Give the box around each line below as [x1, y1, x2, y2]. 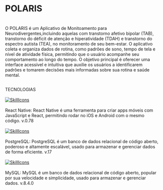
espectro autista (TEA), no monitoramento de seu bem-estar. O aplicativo [5, 41, 153, 47]
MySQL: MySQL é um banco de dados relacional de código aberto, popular [5, 169, 157, 175]
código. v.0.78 [5, 118, 34, 123]
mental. [5, 72, 21, 78]
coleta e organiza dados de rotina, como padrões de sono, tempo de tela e [5, 46, 156, 52]
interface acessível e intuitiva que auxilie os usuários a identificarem [5, 62, 143, 68]
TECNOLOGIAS [5, 86, 36, 92]
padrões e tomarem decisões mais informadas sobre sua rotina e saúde [5, 67, 150, 73]
